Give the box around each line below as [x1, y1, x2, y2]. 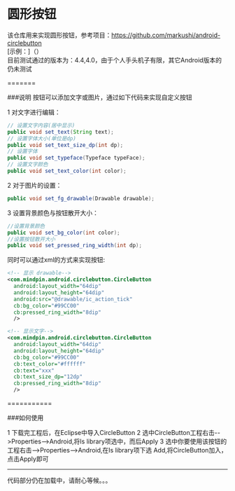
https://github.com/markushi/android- [111, 31, 221, 39]
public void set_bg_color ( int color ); [7, 229, 120, 236]
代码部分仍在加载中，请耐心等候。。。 [7, 476, 112, 485]
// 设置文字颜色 [7, 161, 48, 168]
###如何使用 [7, 414, 44, 422]
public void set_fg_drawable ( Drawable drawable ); [7, 195, 155, 202]
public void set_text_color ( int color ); [7, 167, 127, 175]
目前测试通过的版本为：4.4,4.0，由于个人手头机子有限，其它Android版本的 [7, 55, 222, 64]
